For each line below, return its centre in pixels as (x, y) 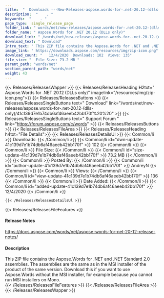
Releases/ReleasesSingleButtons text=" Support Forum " (62, 119)
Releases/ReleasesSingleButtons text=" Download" (57, 103)
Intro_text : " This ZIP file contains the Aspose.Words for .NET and (77, 46)
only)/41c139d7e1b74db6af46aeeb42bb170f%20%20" (59, 113)
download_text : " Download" (34, 42)
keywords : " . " (26, 19)
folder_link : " (20, 28)
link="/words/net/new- (132, 103)
